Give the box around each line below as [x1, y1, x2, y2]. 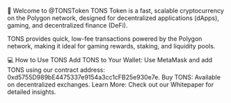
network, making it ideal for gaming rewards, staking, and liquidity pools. [7, 42, 216, 50]
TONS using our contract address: [7, 66, 106, 74]
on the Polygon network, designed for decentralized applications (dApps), [7, 14, 219, 22]
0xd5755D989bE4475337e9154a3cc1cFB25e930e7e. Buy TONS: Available [7, 73, 221, 81]
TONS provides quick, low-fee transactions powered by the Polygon [7, 35, 202, 43]
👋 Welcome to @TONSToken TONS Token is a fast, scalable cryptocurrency [7, 7, 225, 15]
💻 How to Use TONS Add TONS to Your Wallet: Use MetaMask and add [7, 56, 213, 64]
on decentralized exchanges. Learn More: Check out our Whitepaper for [7, 80, 214, 88]
